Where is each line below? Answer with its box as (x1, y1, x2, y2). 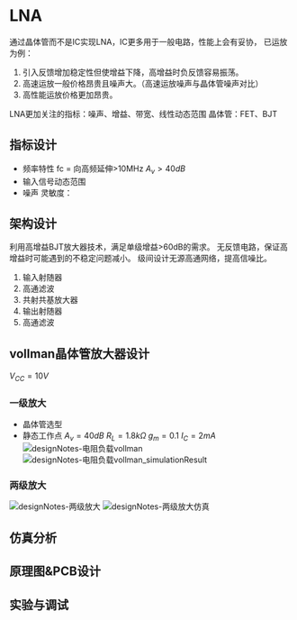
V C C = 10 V (9, 370, 49, 383)
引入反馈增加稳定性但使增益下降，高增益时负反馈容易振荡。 (22, 67, 244, 77)
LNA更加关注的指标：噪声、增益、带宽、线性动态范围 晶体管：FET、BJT (9, 108, 277, 119)
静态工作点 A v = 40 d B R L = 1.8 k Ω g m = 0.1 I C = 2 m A (22, 430, 216, 443)
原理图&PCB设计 (9, 564, 102, 579)
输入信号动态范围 (22, 176, 86, 187)
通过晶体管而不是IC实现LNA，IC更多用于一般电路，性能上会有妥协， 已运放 (9, 36, 288, 47)
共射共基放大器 (22, 295, 78, 305)
